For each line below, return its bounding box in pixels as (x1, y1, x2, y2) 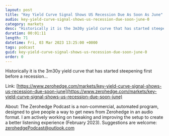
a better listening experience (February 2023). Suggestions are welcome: (5, 119, 157, 126)
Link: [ (5, 83, 19, 89)
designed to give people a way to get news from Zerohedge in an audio (5, 109, 153, 115)
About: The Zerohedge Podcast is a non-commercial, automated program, (5, 104, 159, 110)
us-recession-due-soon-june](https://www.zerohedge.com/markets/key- (5, 89, 157, 95)
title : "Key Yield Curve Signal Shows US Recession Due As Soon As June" (5, 12, 163, 17)
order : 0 (5, 54, 24, 59)
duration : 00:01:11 (5, 31, 46, 36)
